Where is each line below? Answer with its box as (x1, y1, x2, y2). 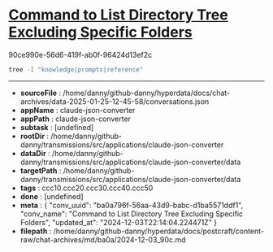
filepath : (19, 226, 52, 236)
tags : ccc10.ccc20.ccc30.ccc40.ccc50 (19, 183, 154, 193)
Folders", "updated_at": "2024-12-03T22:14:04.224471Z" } (19, 217, 218, 227)
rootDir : (19, 131, 50, 141)
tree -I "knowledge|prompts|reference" (8, 65, 144, 74)
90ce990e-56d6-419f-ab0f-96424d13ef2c (8, 50, 153, 59)
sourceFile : (19, 88, 62, 98)
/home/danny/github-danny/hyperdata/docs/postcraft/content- (53, 226, 265, 236)
